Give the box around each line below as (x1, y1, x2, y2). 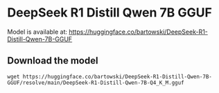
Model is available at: (7, 28, 68, 36)
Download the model (7, 55, 98, 67)
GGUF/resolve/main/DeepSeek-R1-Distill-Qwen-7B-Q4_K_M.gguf (7, 79, 185, 86)
